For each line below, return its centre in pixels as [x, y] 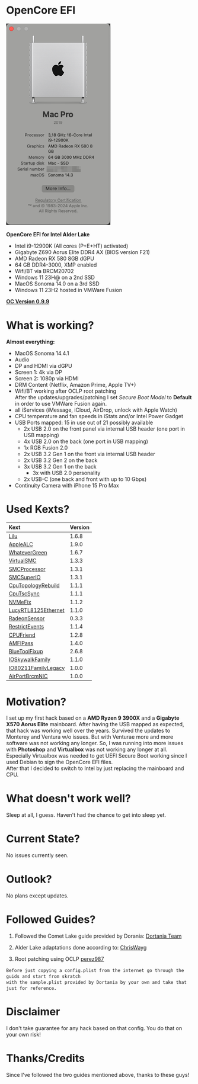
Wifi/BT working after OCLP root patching [66, 391]
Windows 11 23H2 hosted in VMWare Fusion [68, 290]
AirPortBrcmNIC [28, 676]
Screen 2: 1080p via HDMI [47, 378]
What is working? [50, 325]
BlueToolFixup [26, 652]
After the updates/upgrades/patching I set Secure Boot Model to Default [103, 397]
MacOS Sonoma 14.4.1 [42, 353]
